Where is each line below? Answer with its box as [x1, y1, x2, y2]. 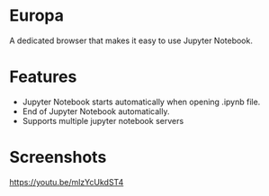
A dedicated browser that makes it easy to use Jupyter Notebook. [9, 35, 254, 46]
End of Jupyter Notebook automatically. [22, 105, 170, 117]
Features [9, 67, 77, 87]
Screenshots [9, 147, 107, 167]
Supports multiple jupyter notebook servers [22, 115, 184, 126]
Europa [9, 5, 65, 26]
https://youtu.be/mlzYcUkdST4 [9, 176, 124, 187]
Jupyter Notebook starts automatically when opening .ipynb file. [22, 96, 261, 107]
